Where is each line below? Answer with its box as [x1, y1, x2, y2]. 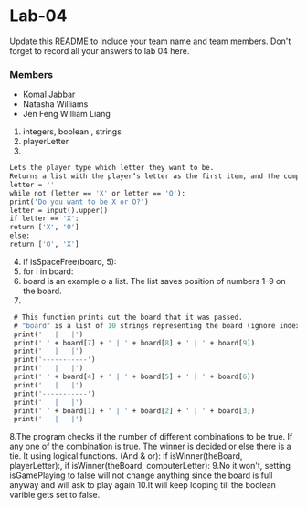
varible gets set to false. [9, 490, 101, 501]
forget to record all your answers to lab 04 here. [9, 45, 190, 56]
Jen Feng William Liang [22, 109, 111, 120]
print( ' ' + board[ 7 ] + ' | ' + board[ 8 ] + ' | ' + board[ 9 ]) [13, 338, 256, 347]
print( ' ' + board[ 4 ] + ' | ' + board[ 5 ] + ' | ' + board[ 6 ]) [13, 372, 256, 382]
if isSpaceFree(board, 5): [22, 256, 117, 267]
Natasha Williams [22, 99, 89, 110]
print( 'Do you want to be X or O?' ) [9, 197, 149, 207]
